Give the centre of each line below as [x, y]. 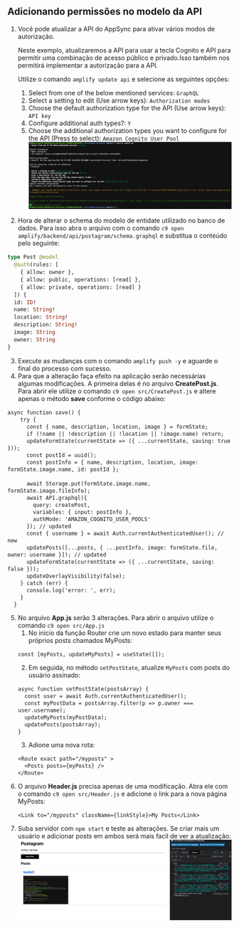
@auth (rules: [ [36, 265]
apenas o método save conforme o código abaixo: [91, 398]
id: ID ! [25, 302]
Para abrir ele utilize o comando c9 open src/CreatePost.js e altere [117, 391]
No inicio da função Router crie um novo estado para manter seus [125, 633]
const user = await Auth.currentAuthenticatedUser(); [106, 696]
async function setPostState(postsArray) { [83, 689]
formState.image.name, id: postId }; [63, 469]
